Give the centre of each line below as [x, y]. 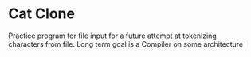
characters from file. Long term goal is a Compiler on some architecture [126, 44]
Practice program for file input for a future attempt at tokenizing [112, 36]
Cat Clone [42, 14]
